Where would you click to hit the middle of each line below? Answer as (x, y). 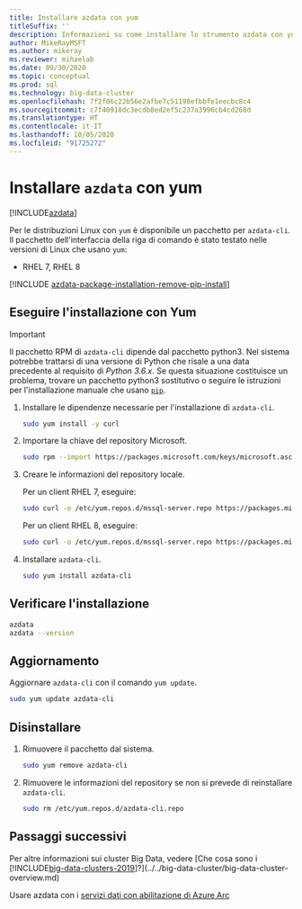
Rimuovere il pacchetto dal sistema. (88, 749)
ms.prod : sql (34, 85)
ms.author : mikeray (46, 51)
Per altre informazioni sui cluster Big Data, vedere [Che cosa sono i (133, 858)
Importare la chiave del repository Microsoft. (104, 441)
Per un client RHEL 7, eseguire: (79, 492)
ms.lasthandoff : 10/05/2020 (62, 135)
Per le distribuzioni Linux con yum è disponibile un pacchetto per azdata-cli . (150, 229)
